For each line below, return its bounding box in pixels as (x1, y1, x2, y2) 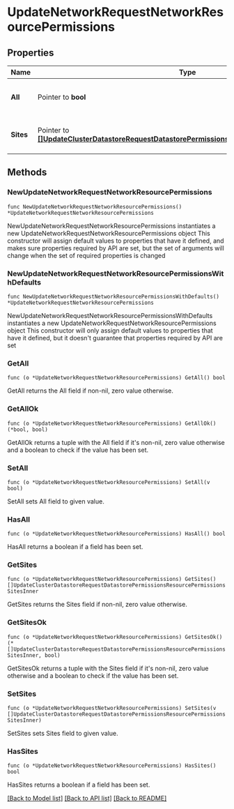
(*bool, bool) (7, 426, 49, 433)
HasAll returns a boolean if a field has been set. (7, 543, 143, 551)
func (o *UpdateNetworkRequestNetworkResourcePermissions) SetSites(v (7, 705, 217, 712)
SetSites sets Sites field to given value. (7, 729, 118, 738)
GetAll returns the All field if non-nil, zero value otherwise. (7, 386, 174, 395)
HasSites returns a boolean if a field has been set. (7, 780, 150, 789)
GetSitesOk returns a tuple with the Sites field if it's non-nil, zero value (7, 664, 209, 672)
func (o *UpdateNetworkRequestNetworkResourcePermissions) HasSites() (7, 762, 217, 769)
